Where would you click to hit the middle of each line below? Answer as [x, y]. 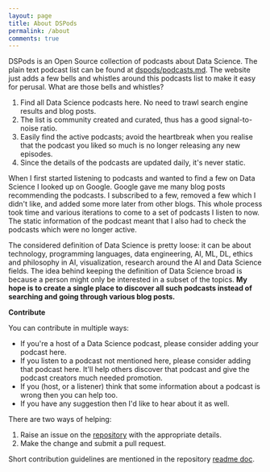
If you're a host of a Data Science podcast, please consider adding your [139, 344]
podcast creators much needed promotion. [91, 378]
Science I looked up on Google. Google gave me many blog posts [117, 187]
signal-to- [236, 120]
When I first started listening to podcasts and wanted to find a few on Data [132, 178]
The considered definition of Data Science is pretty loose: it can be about [130, 245]
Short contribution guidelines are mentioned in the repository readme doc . [132, 459]
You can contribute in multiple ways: [69, 328]
